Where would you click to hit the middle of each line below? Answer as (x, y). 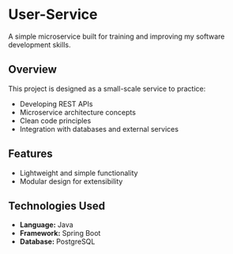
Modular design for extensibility (71, 181)
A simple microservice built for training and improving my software (116, 36)
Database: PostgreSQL (57, 241)
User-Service (53, 15)
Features (30, 154)
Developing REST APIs (56, 103)
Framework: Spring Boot (60, 233)
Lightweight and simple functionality (79, 173)
